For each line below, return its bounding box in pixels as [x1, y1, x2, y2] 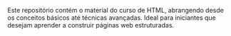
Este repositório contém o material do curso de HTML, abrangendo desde [7, 6, 225, 14]
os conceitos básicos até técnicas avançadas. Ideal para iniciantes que [7, 13, 216, 22]
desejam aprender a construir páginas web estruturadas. [7, 21, 175, 29]
